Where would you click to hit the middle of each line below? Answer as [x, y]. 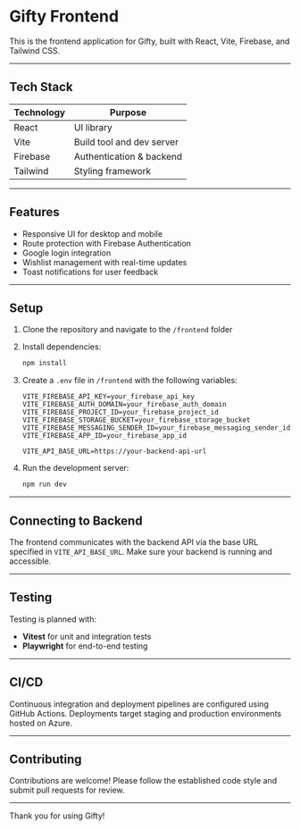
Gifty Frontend [64, 17]
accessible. [30, 561]
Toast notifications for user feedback [90, 272]
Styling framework [113, 171]
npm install [44, 364]
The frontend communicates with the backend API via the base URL [134, 541]
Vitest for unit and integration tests [87, 636]
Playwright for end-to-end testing [85, 646]
